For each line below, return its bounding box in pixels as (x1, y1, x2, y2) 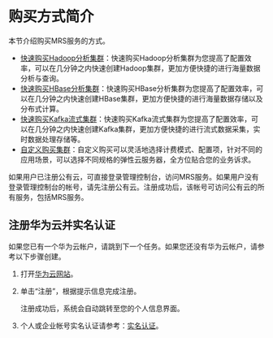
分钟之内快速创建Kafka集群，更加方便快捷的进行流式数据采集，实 (41, 123, 261, 134)
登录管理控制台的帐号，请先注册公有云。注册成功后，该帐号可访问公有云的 (8, 182, 258, 192)
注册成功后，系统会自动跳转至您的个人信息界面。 (19, 303, 184, 313)
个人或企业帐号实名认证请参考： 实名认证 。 (19, 320, 163, 330)
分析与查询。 (19, 73, 63, 83)
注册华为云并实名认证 (8, 219, 115, 232)
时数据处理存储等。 (19, 134, 85, 144)
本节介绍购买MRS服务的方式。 (8, 36, 110, 45)
